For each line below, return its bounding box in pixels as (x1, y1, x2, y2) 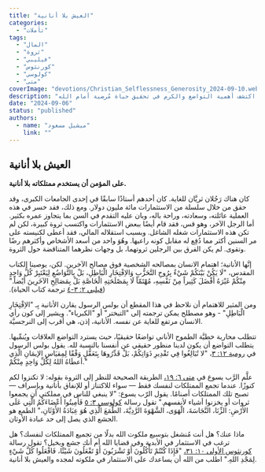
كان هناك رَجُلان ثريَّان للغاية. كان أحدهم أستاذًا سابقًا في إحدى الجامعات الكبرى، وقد (9, 194, 250, 203)
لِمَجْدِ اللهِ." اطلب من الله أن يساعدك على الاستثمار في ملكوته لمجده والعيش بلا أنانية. (9, 455, 257, 464)
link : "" (23, 128, 52, 136)
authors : (9, 114, 38, 122)
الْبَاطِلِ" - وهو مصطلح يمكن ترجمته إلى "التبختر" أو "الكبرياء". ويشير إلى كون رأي (9, 308, 245, 318)
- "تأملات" (16, 26, 48, 34)
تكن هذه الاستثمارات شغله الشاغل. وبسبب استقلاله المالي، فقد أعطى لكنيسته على (9, 228, 250, 237)
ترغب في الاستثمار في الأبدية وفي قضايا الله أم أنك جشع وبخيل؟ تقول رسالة (9, 438, 230, 448)
